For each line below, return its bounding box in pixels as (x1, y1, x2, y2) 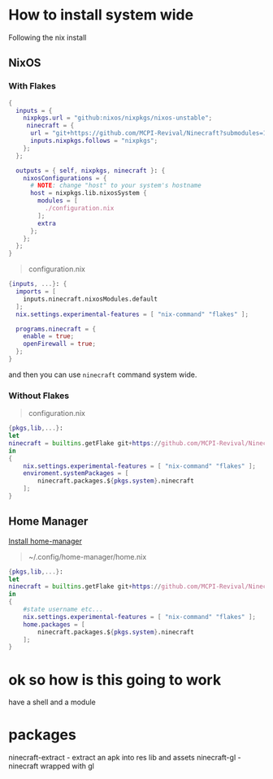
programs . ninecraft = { (15, 325, 96, 333)
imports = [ (15, 288, 57, 296)
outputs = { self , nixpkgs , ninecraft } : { (15, 167, 166, 175)
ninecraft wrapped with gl (8, 761, 95, 771)
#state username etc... (23, 605, 104, 614)
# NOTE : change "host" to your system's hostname (29, 181, 201, 190)
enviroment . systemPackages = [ (23, 470, 129, 478)
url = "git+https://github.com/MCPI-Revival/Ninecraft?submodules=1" (29, 129, 271, 137)
